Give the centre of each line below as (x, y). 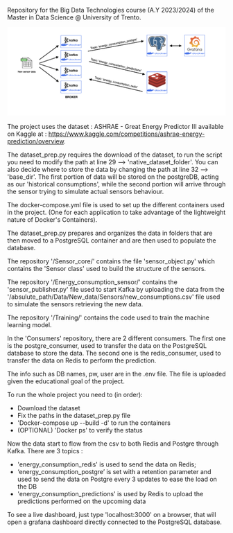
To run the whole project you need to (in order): (75, 395)
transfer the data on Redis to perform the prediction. (82, 360)
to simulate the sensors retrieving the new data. (75, 304)
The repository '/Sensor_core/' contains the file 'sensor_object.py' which (111, 261)
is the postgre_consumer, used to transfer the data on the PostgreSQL (107, 346)
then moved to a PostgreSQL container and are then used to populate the (112, 241)
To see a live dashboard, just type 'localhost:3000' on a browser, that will (112, 515)
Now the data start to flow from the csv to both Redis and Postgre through (113, 444)
